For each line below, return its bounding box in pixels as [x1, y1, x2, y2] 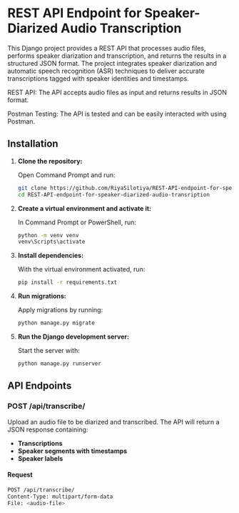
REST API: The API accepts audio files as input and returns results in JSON [7, 88, 227, 96]
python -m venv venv [17, 231, 79, 239]
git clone [17, 184, 48, 191]
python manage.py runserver [17, 360, 101, 367]
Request [7, 470, 34, 479]
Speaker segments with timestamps [17, 447, 128, 455]
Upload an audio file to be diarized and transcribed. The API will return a [7, 417, 220, 426]
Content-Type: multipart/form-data [7, 493, 113, 500]
